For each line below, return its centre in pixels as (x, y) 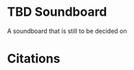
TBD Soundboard (57, 12)
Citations (34, 59)
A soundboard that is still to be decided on (67, 31)
